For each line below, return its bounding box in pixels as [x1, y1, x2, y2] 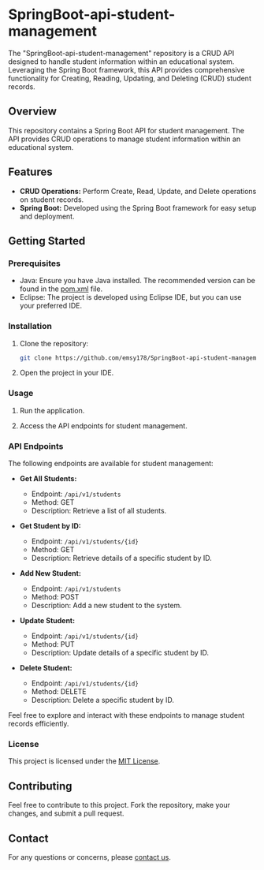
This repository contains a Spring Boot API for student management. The [8, 125, 244, 135]
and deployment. [19, 211, 75, 221]
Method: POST [31, 592, 80, 602]
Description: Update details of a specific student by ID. [31, 648, 210, 658]
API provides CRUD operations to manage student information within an [8, 134, 241, 144]
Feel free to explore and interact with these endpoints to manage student [8, 711, 245, 720]
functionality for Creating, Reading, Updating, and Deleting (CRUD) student [8, 73, 252, 83]
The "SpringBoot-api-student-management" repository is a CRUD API [8, 48, 235, 58]
